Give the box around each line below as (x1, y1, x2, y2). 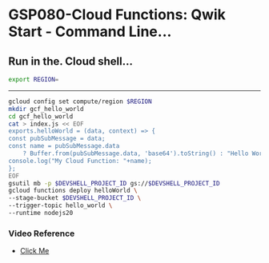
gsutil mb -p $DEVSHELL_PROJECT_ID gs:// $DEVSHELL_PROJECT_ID (8, 179, 220, 187)
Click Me (19, 246, 50, 256)
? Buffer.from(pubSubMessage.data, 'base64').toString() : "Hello (22, 149, 249, 157)
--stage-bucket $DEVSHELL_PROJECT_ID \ (8, 194, 142, 202)
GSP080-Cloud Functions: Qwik (8, 6, 227, 24)
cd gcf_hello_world (8, 112, 74, 121)
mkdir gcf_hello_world (8, 105, 84, 113)
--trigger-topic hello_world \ (8, 201, 113, 209)
